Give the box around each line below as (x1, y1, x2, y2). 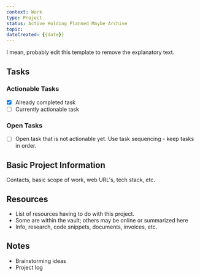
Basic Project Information (6, 160, 106, 170)
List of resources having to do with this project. (15, 210, 135, 218)
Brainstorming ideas (15, 257, 66, 264)
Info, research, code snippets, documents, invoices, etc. (15, 223, 158, 230)
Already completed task (15, 99, 75, 106)
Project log (15, 264, 43, 271)
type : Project (6, 15, 43, 21)
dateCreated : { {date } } (6, 32, 64, 38)
